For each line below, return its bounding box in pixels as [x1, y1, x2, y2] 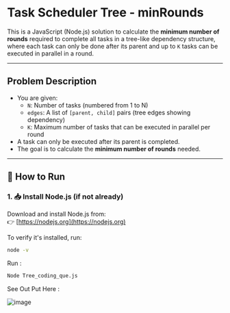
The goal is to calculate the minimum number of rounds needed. [16, 145, 201, 153]
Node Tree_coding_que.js [7, 273, 78, 279]
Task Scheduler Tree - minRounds [7, 5, 204, 21]
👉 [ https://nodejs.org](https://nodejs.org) [7, 218, 126, 226]
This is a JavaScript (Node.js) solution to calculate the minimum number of [7, 27, 220, 36]
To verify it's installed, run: [7, 234, 82, 242]
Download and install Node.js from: [7, 210, 106, 218]
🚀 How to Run [7, 171, 66, 183]
